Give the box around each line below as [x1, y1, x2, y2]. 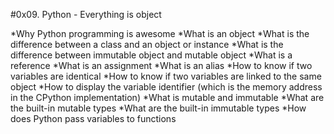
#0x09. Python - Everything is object [10, 9, 162, 20]
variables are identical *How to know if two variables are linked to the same [10, 70, 322, 82]
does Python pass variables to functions [10, 113, 177, 124]
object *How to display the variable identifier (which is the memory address [10, 81, 323, 93]
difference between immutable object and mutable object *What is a [10, 49, 293, 61]
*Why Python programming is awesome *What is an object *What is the [10, 28, 310, 39]
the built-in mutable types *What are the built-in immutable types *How [10, 102, 307, 114]
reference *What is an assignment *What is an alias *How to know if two [10, 60, 313, 71]
